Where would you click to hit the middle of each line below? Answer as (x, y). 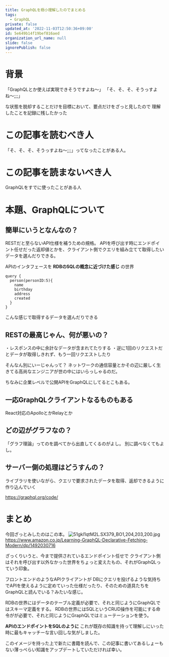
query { (13, 276)
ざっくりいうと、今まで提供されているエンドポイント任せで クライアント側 (83, 556)
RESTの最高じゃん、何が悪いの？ (57, 335)
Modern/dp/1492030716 (31, 545)
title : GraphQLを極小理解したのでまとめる (45, 10)
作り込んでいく (21, 487)
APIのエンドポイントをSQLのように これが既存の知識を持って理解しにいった (84, 626)
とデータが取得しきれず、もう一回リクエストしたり (58, 354)
